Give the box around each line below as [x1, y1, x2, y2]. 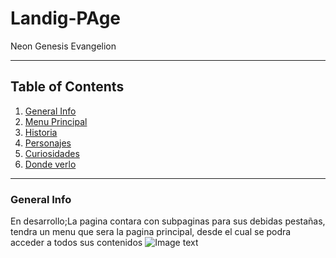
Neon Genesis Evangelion [10, 40, 117, 52]
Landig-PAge [10, 7, 121, 30]
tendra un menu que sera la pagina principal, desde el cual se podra [10, 226, 292, 238]
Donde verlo [24, 158, 77, 170]
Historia [24, 126, 58, 138]
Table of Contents [10, 78, 125, 96]
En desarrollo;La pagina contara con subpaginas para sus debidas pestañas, [10, 215, 326, 227]
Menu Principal [24, 115, 88, 127]
